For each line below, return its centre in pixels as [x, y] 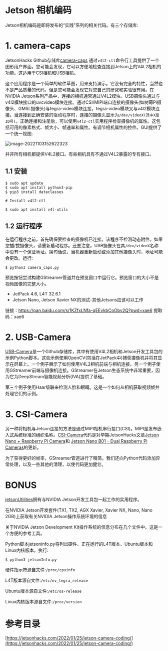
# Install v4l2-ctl [25, 201]
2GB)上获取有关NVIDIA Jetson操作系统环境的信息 [56, 517]
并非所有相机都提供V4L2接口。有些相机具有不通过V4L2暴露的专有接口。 [79, 154]
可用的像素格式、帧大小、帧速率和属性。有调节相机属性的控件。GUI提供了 [85, 127]
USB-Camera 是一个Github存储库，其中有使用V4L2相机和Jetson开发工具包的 [84, 352]
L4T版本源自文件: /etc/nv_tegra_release [47, 580]
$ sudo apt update [24, 183]
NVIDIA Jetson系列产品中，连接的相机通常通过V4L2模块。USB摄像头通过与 [83, 96]
